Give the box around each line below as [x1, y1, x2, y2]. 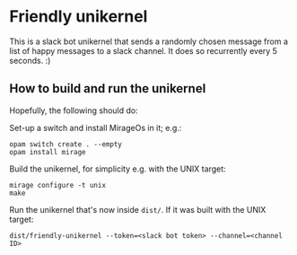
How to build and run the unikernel [9, 81, 206, 96]
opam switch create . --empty [9, 139, 123, 149]
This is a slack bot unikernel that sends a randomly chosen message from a [9, 36, 289, 47]
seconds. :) [9, 55, 51, 66]
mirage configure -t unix [9, 180, 106, 189]
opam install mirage [9, 147, 87, 156]
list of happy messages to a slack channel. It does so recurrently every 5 [9, 45, 278, 56]
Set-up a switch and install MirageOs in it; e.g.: [9, 122, 182, 133]
